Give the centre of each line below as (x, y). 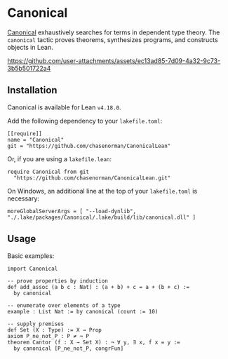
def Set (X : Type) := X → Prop (54, 330)
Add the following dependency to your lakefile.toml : (85, 121)
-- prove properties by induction (58, 281)
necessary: (24, 198)
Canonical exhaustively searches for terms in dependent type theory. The (114, 32)
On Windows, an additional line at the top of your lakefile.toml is (102, 191)
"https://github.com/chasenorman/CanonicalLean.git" (92, 178)
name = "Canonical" (36, 140)
